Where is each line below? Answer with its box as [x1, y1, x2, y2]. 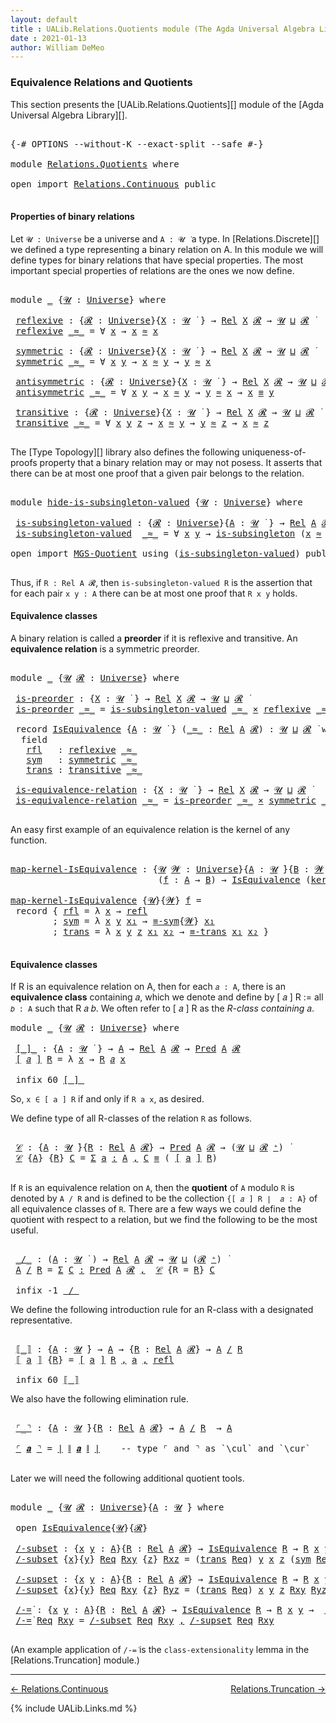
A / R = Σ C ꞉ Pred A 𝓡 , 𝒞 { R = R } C [15, 1264, 215, 1276]
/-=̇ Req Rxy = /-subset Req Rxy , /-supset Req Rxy [15, 1615, 275, 1626]
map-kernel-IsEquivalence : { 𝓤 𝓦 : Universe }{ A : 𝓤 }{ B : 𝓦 [10, 863, 325, 875]
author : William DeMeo [10, 42, 105, 53]
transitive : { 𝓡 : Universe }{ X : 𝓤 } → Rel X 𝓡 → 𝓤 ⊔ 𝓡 [15, 406, 315, 418]
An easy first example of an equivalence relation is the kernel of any [10, 823, 291, 835]
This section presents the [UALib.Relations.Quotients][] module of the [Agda [10, 98, 325, 110]
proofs [10, 456, 38, 468]
